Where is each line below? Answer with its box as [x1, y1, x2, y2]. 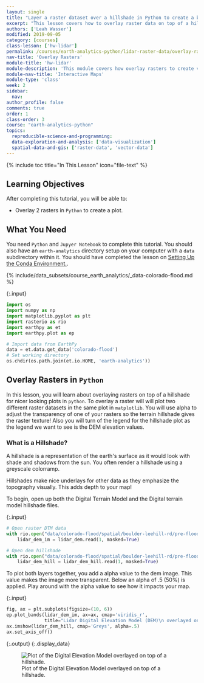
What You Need [6, 224, 67, 235]
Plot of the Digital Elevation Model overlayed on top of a [21, 664, 161, 672]
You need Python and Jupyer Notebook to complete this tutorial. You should [6, 241, 192, 248]
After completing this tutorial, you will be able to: [6, 195, 127, 203]
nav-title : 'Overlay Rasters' [6, 54, 83, 60]
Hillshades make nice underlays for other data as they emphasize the [6, 477, 179, 484]
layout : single [6, 9, 45, 15]
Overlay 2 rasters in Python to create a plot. [15, 207, 123, 214]
